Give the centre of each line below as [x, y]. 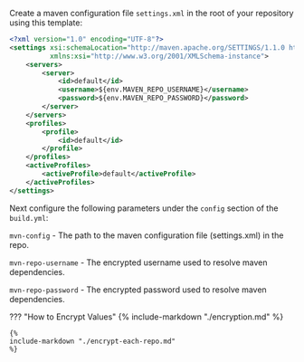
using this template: [46, 23]
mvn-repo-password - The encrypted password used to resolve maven [138, 290]
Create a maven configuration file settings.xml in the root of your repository [152, 13]
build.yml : [29, 217]
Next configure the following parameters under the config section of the [144, 208]
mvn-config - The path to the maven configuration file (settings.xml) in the [147, 235]
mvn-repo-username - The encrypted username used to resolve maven [138, 262]
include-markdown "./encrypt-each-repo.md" [93, 341]
